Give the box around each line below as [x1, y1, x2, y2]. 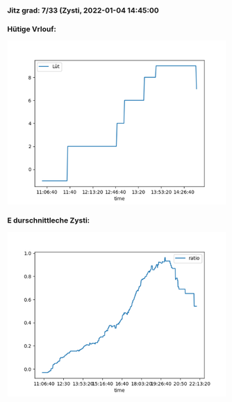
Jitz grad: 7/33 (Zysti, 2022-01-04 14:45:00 [7, 6, 159, 15]
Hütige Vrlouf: [7, 24, 57, 33]
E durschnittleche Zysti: [7, 216, 90, 225]
